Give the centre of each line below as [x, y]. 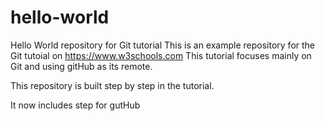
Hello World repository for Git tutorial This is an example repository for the [163, 45]
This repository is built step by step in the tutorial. [112, 85]
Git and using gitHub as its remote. [81, 66]
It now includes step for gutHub [75, 105]
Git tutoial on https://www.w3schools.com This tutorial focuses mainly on [161, 55]
